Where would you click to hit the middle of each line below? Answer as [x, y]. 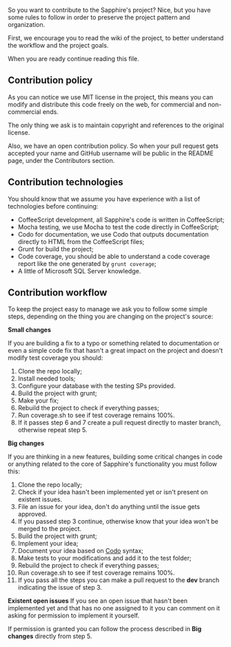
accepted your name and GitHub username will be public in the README [111, 153]
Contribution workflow [58, 293]
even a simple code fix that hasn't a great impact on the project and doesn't [115, 351]
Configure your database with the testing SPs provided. [97, 386]
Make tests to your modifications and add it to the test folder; [104, 558]
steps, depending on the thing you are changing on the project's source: [110, 316]
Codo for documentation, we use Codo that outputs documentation [113, 234]
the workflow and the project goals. [58, 45]
